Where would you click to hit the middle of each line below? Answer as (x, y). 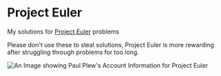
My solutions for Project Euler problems (63, 31)
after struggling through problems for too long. (73, 52)
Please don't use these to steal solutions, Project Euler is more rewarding (111, 45)
